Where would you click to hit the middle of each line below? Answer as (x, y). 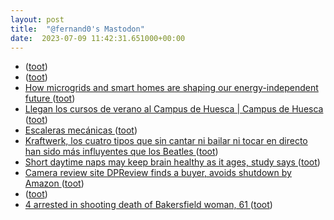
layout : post (37, 19)
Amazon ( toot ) (54, 183)
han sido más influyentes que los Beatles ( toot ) (121, 152)
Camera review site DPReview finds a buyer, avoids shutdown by (158, 173)
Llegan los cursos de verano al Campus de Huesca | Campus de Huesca (174, 109)
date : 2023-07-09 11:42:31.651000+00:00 (98, 38)
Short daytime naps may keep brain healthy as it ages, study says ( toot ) (172, 162)
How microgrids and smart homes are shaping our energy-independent (171, 88)
